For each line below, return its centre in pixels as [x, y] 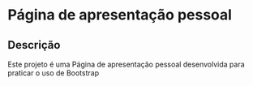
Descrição [34, 45]
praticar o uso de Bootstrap [53, 73]
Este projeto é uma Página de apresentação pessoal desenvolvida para [126, 64]
